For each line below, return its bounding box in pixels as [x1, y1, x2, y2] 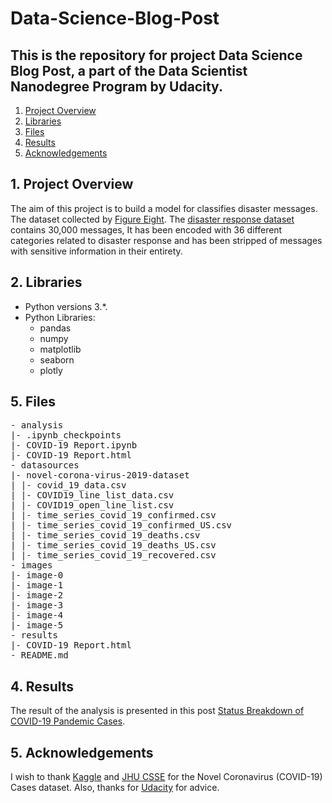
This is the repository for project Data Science [10, 47, 303, 64]
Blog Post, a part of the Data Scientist [10, 62, 248, 79]
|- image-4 [10, 610, 64, 621]
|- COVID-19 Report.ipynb [10, 440, 138, 451]
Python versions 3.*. [24, 300, 108, 312]
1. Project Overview [10, 176, 134, 193]
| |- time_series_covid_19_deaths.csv [10, 530, 201, 541]
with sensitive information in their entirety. [10, 245, 183, 257]
